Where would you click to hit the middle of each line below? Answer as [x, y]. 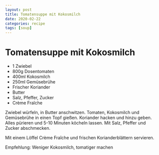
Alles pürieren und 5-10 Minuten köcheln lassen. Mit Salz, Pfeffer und [76, 123]
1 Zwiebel [22, 66]
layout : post [19, 10]
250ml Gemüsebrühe [34, 82]
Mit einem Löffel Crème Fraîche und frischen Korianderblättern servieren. [80, 138]
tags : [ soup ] [19, 28]
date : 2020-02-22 [23, 19]
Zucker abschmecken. [28, 128]
